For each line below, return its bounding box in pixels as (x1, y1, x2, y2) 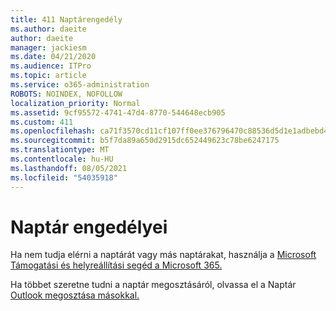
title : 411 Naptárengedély (10, 14, 123, 25)
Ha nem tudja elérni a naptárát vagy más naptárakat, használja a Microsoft (10, 249, 317, 261)
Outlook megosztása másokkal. (10, 289, 140, 301)
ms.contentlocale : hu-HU (10, 154, 114, 164)
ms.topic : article (10, 71, 87, 81)
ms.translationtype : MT (10, 145, 110, 155)
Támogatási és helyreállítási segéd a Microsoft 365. (10, 259, 223, 271)
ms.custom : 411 (10, 117, 74, 127)
